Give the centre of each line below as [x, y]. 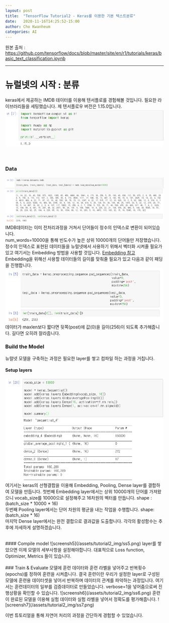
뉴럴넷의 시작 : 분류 [42, 85]
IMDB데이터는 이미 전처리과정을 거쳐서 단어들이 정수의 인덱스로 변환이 [74, 228]
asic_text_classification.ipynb [35, 58]
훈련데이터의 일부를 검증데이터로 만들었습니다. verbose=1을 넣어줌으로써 [86, 587]
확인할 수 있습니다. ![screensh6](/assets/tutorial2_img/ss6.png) [87, 593]
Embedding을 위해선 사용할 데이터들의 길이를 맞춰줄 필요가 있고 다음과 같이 [79, 259]
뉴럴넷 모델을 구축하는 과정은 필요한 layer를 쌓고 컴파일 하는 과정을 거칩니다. [80, 358]
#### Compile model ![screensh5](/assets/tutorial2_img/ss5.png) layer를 [81, 543]
